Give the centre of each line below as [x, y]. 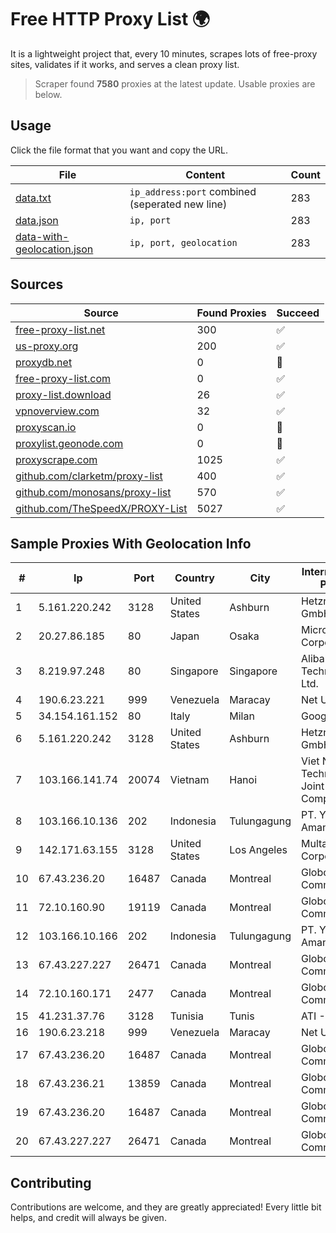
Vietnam [189, 780]
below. [48, 94]
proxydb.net [44, 362]
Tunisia [186, 1016]
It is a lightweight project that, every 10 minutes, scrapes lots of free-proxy [164, 53]
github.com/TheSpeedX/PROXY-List [101, 508]
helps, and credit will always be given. [88, 1218]
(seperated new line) [178, 204]
